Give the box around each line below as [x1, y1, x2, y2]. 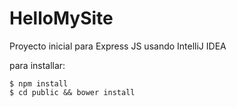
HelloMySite [9, 7, 114, 30]
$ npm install [9, 78, 69, 89]
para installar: [9, 59, 66, 71]
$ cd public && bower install [9, 87, 136, 97]
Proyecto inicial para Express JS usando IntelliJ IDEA [9, 40, 227, 52]
